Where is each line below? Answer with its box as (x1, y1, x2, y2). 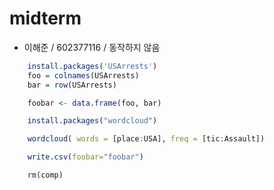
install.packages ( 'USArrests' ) (27, 61, 158, 71)
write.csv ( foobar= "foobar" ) (27, 152, 144, 162)
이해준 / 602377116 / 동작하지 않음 (23, 41, 161, 53)
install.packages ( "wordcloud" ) (27, 116, 158, 126)
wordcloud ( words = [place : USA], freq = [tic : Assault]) (27, 134, 266, 144)
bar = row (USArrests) (27, 80, 117, 90)
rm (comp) (27, 170, 64, 181)
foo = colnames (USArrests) (27, 70, 140, 81)
